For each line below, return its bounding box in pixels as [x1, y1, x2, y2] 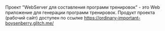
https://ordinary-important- [84, 15, 141, 20]
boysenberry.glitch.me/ [5, 20, 54, 26]
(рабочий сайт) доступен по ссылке [5, 15, 83, 20]
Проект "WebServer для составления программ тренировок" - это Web [5, 4, 160, 10]
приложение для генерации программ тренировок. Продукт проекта [5, 9, 155, 15]
